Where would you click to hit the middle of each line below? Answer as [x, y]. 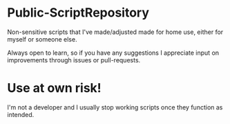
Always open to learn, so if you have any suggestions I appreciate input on [113, 53]
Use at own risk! [54, 88]
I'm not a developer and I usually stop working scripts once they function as [115, 107]
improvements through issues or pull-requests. [74, 60]
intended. [21, 114]
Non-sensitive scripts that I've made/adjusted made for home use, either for [115, 32]
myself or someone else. [42, 39]
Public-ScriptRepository [78, 13]
